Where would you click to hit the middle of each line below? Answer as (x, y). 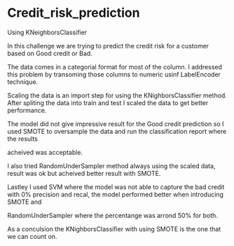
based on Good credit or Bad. (50, 53)
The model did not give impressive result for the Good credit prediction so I (116, 123)
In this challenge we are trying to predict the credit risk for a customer (108, 46)
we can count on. (32, 236)
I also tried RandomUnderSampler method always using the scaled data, (111, 165)
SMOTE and (25, 202)
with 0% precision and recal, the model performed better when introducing (116, 194)
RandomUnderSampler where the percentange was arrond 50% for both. (113, 215)
